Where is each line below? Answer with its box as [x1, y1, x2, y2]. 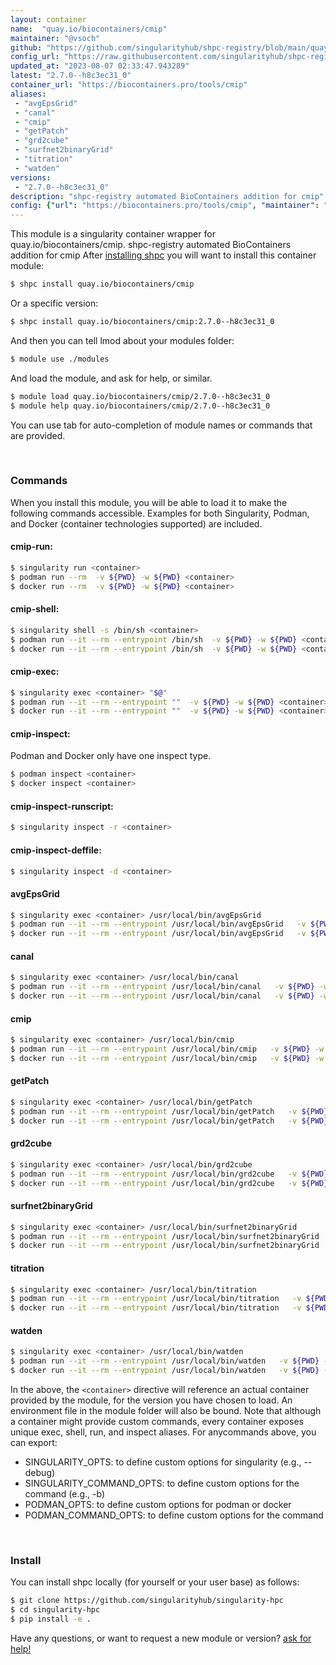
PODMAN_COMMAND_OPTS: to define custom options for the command [24, 1509, 324, 1521]
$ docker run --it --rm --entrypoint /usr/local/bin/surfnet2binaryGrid [10, 1241, 320, 1251]
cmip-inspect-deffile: [10, 844, 102, 856]
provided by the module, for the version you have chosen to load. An [10, 1394, 293, 1406]
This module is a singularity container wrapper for [10, 228, 216, 240]
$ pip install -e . [10, 1614, 92, 1625]
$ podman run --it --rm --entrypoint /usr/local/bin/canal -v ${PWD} [10, 982, 315, 992]
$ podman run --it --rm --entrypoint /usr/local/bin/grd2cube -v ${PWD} [10, 1169, 329, 1179]
